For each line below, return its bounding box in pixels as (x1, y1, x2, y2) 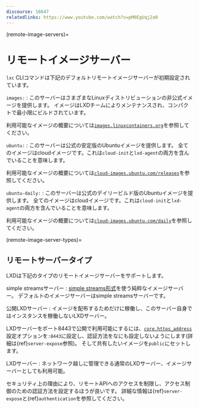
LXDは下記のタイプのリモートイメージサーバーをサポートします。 (6, 272, 167, 279)
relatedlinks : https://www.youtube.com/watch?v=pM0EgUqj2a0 (6, 14, 159, 20)
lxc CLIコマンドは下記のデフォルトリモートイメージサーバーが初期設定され (6, 74, 190, 81)
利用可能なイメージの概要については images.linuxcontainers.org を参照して (6, 122, 189, 129)
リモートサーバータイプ (6, 255, 92, 265)
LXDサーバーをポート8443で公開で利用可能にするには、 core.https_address (6, 325, 192, 332)
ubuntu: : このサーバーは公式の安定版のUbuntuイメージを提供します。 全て (6, 142, 189, 149)
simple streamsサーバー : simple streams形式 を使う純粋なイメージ (6, 285, 168, 292)
